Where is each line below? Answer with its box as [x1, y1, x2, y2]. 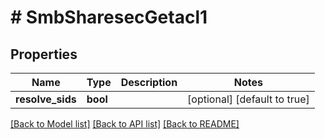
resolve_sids [15, 92, 77, 106]
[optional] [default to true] [187, 92, 310, 106]
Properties [10, 46, 78, 63]
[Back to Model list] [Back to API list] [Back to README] [10, 118, 240, 130]
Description [120, 76, 178, 89]
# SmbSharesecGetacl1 [10, 6, 208, 29]
